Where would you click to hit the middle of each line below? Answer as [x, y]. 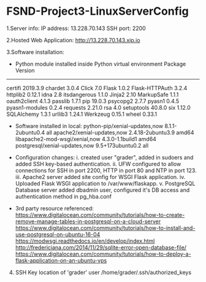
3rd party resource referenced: [54, 208]
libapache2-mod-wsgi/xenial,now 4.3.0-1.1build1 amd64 [86, 139]
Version [25, 70]
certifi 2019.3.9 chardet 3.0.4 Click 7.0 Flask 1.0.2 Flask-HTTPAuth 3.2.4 [97, 88]
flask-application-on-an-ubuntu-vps [61, 260]
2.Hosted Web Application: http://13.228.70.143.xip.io [73, 40]
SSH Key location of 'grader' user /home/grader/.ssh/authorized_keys [103, 272]
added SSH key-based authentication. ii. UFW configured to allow [98, 164]
